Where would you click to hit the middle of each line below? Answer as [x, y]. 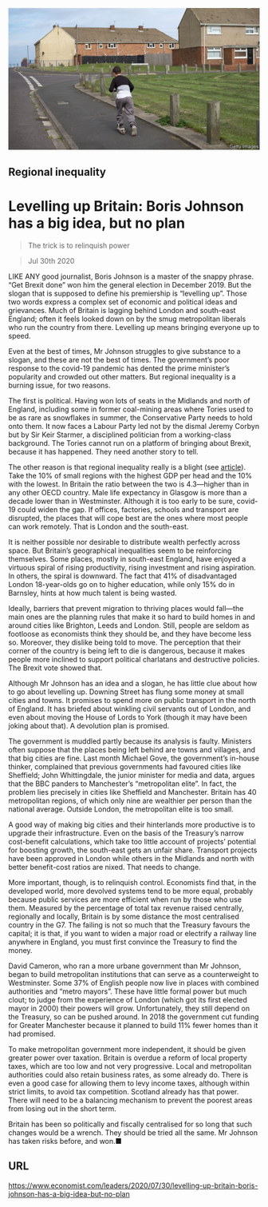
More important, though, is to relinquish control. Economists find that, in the [132, 882]
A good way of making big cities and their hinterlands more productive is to [132, 824]
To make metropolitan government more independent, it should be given [127, 1049]
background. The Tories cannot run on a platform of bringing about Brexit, [130, 443]
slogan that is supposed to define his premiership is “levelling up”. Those [128, 293]
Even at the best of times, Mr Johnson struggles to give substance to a [124, 351]
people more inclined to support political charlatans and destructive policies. [134, 659]
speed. [20, 335]
